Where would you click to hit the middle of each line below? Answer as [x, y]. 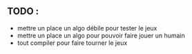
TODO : [23, 11]
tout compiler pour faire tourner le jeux [72, 43]
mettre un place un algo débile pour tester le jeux [87, 28]
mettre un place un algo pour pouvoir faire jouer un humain [101, 35]
